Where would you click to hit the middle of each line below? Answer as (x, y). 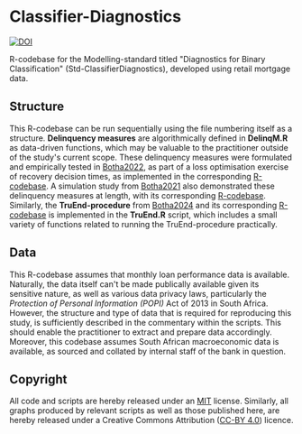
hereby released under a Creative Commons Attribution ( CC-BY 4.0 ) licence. (151, 420)
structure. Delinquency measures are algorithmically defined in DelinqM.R (149, 138)
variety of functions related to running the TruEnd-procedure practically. (143, 224)
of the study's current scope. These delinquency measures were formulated (151, 157)
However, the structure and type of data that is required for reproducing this (151, 312)
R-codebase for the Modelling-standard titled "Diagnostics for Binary (137, 59)
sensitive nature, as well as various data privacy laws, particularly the (138, 293)
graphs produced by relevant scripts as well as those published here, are (145, 411)
